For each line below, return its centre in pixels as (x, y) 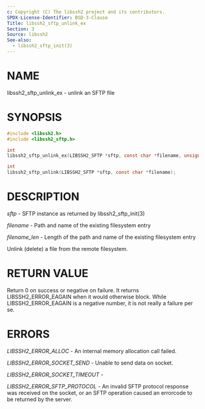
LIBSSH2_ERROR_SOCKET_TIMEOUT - (55, 374)
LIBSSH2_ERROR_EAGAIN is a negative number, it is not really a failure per (100, 303)
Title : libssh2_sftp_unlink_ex (47, 23)
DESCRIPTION (43, 197)
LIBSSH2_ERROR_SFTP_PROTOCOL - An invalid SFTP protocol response (98, 386)
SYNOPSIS (35, 117)
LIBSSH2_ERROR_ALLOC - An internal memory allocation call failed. (92, 351)
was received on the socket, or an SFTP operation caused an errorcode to (100, 393)
